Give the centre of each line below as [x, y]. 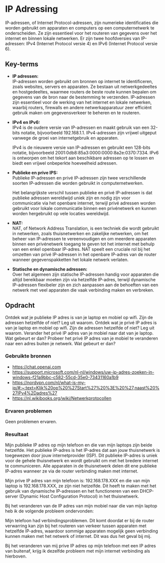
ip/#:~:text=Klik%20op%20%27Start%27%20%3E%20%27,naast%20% [86, 387]
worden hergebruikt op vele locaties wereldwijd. [61, 213]
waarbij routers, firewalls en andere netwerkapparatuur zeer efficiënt [82, 107]
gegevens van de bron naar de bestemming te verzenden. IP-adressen [84, 97]
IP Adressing [32, 9]
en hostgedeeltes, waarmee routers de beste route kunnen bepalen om [84, 91]
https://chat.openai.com [37, 367]
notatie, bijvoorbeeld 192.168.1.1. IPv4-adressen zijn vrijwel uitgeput [89, 133]
